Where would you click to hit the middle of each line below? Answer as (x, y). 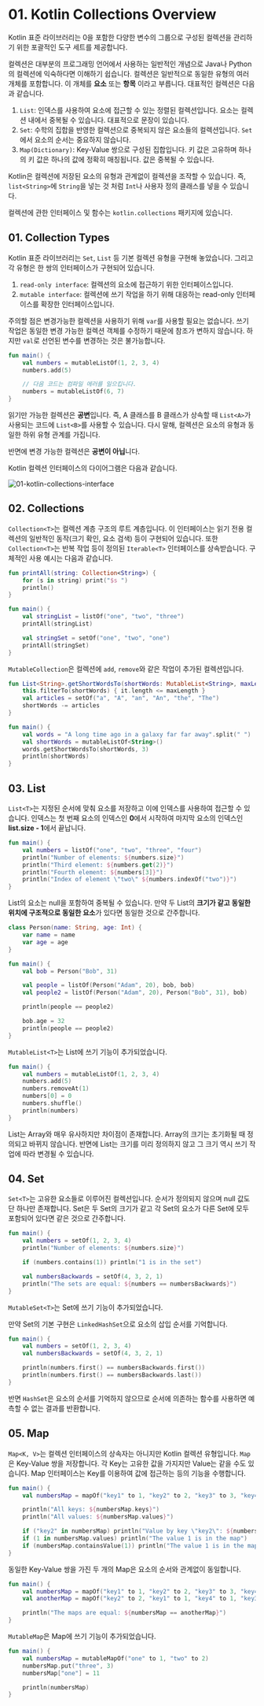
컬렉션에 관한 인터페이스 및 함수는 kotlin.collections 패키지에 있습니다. (121, 212)
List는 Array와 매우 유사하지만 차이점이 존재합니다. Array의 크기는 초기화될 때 (127, 1134)
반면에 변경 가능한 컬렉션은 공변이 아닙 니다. (74, 451)
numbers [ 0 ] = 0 (47, 1096)
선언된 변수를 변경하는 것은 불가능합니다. (104, 340)
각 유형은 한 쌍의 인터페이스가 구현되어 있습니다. (82, 267)
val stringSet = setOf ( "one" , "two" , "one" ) (96, 638)
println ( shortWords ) (56, 757)
